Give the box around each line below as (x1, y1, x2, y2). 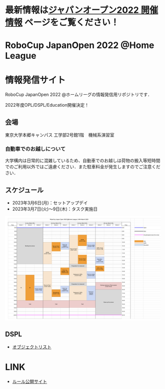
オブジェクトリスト (12, 344, 52, 350)
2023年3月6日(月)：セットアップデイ (12, 200, 88, 206)
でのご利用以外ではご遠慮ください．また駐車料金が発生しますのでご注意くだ (5, 164, 161, 170)
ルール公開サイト (12, 378, 47, 384)
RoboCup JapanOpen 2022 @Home (5, 40, 154, 51)
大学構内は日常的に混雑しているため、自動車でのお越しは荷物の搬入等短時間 (5, 157, 161, 163)
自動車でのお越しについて (5, 146, 66, 153)
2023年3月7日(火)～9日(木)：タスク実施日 (12, 206, 98, 212)
